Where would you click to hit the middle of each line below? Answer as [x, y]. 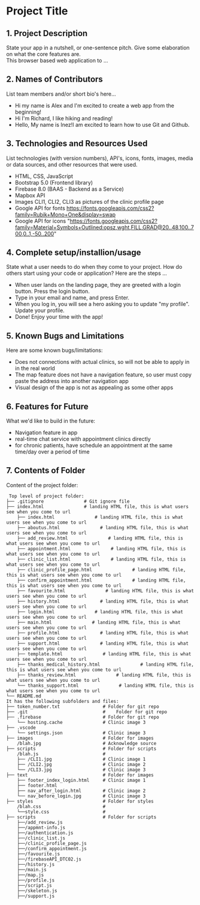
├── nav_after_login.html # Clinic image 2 [81, 791]
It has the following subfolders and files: [63, 701]
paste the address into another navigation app [72, 381]
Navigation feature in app [46, 433]
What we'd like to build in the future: [51, 421]
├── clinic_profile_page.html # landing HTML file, [101, 569]
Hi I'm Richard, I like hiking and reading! [63, 118]
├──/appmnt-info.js [41, 827]
